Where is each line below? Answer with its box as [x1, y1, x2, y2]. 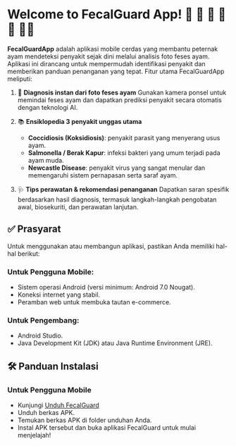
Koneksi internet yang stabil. [17, 290, 101, 299]
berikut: [17, 249, 40, 258]
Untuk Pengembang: [7, 315, 80, 325]
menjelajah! [17, 431, 51, 440]
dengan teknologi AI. [17, 103, 78, 111]
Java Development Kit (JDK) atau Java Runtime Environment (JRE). [17, 339, 213, 347]
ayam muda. [27, 156, 65, 164]
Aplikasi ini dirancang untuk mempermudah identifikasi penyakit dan [7, 59, 206, 68]
